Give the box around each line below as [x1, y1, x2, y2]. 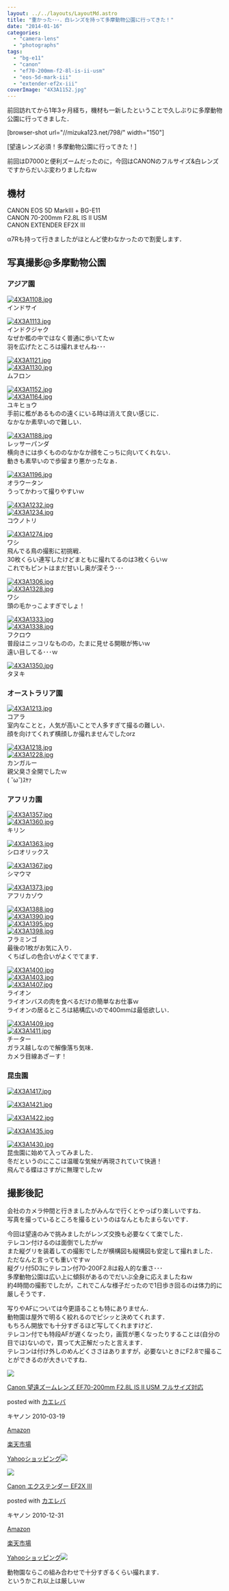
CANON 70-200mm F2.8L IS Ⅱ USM [7, 213, 107, 221]
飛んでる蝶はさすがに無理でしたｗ [7, 1165, 103, 1174]
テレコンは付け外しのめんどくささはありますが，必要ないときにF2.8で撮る [7, 1347, 217, 1355]
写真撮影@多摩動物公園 [7, 257, 107, 269]
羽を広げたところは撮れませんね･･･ [7, 342, 106, 350]
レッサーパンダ [7, 439, 50, 447]
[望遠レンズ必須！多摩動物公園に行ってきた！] [7, 143, 137, 151]
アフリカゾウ [7, 891, 43, 900]
